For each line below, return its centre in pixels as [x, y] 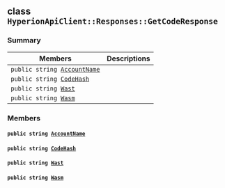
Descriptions [129, 58]
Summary [24, 40]
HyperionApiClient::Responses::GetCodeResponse [113, 22]
